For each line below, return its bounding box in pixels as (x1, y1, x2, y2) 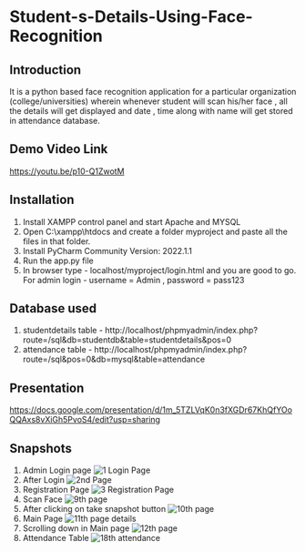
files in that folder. (22, 235, 91, 247)
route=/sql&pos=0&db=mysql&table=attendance (22, 353, 206, 365)
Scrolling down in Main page (22, 523, 130, 534)
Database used (9, 301, 97, 316)
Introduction (9, 62, 82, 77)
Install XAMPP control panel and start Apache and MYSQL (22, 216, 241, 227)
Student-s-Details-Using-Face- (9, 6, 253, 27)
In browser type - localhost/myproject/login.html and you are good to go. (22, 264, 297, 275)
